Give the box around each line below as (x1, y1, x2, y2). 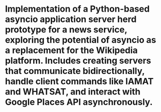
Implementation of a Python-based (5, 3, 150, 15)
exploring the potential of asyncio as (5, 35, 156, 46)
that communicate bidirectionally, (5, 66, 145, 76)
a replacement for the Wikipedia (5, 45, 138, 56)
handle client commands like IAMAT (5, 76, 154, 87)
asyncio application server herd (5, 14, 137, 25)
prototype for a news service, (5, 24, 128, 35)
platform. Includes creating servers (5, 55, 151, 66)
